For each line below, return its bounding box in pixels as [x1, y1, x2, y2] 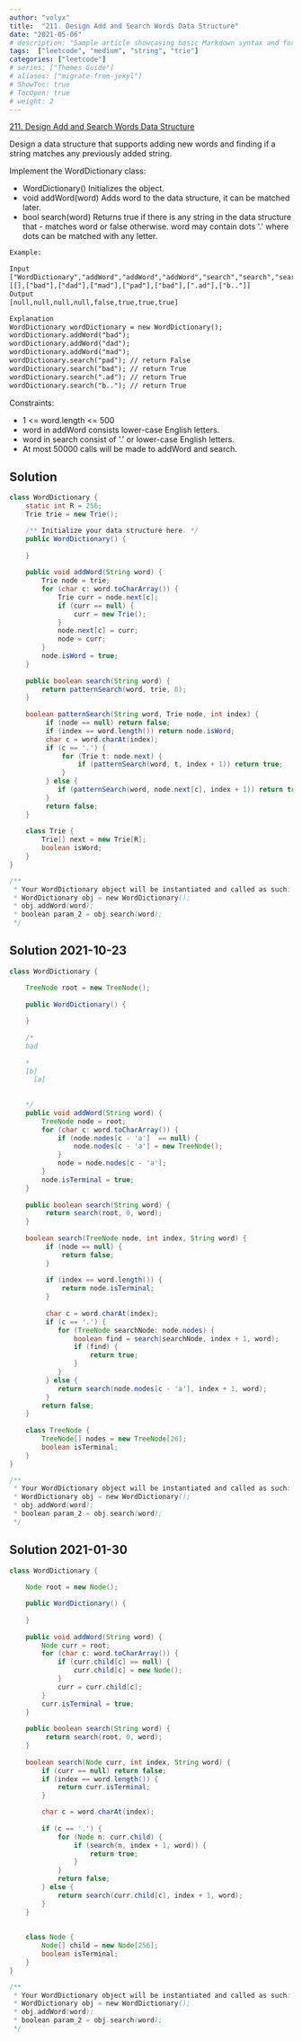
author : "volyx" [9, 13, 70, 22]
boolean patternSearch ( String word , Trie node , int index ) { [25, 710, 259, 719]
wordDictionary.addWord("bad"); [9, 331, 130, 340]
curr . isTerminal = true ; [41, 1699, 135, 1708]
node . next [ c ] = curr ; [57, 626, 139, 635]
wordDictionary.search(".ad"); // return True [9, 372, 187, 382]
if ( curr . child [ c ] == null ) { [57, 1657, 171, 1667]
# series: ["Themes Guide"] [9, 64, 115, 73]
